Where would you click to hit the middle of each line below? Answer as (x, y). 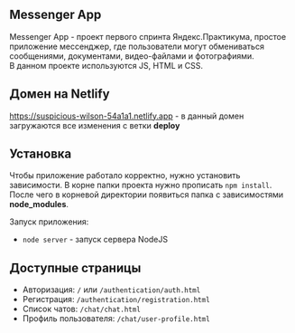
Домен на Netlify (60, 94)
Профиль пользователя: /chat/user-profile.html (116, 319)
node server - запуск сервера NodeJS (95, 240)
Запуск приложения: (49, 222)
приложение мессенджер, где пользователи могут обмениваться (137, 46)
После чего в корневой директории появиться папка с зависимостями (147, 195)
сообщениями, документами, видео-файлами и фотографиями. (132, 56)
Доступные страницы (75, 267)
